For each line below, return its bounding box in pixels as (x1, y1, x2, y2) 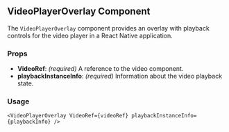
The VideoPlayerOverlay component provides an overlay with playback (7, 24, 210, 32)
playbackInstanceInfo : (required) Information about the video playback (17, 72, 223, 81)
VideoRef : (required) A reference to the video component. (17, 65, 184, 73)
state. (17, 79, 34, 88)
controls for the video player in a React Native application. (7, 31, 173, 40)
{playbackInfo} (7, 118, 51, 126)
